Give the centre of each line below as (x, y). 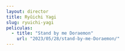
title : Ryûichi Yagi (32, 17)
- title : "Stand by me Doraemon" (52, 33)
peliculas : (19, 28)
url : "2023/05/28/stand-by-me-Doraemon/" (68, 39)
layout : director (27, 11)
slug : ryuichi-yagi (30, 22)
